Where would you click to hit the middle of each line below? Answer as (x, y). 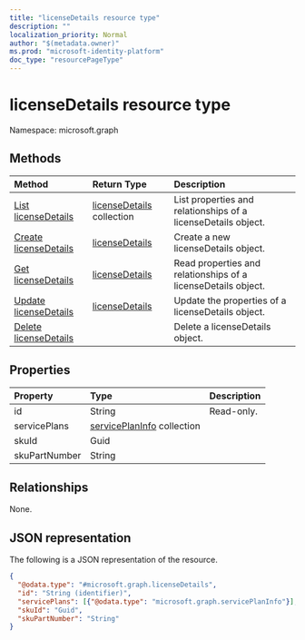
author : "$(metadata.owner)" (64, 43)
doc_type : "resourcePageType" (67, 60)
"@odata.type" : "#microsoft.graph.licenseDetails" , (118, 585)
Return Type (119, 184)
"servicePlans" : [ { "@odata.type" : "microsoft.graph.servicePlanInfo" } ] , (158, 601)
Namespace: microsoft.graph (64, 130)
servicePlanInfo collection (146, 426)
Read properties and (217, 262)
